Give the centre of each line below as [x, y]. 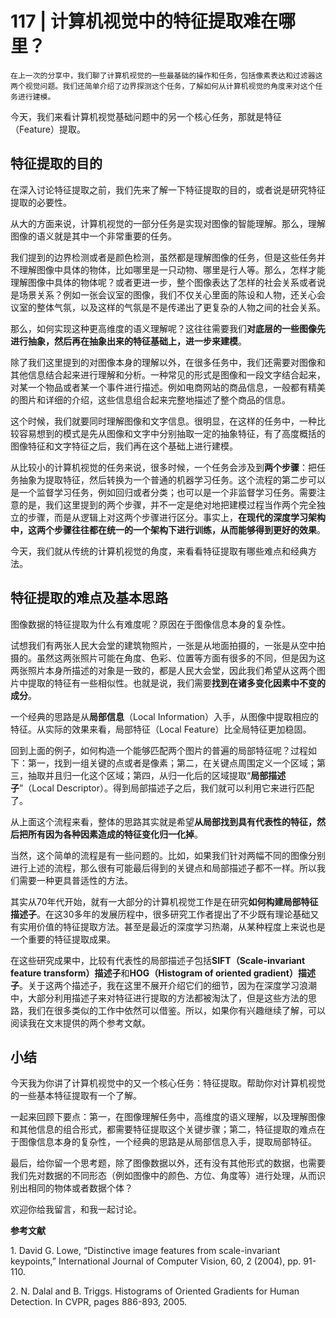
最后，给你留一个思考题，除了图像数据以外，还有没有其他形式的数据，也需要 [168, 1163]
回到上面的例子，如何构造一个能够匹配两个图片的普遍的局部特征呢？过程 [159, 750]
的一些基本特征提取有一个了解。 [76, 1096]
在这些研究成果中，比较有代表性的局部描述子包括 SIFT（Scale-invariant [158, 960]
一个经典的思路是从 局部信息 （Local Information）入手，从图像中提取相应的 [165, 716]
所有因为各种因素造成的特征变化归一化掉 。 [115, 834]
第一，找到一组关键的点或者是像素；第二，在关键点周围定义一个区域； [172, 763]
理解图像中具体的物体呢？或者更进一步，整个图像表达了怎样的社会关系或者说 [168, 282]
